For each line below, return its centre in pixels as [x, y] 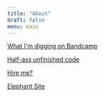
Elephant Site [26, 87]
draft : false [26, 20]
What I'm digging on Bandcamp [52, 46]
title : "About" [29, 14]
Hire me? [20, 73]
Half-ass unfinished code [43, 60]
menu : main [23, 26]
